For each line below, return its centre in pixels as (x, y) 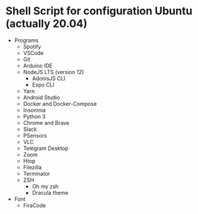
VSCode (33, 53)
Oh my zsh (45, 186)
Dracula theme (50, 192)
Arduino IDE (38, 65)
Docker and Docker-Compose (60, 103)
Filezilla (33, 167)
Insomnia (34, 110)
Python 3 (34, 116)
